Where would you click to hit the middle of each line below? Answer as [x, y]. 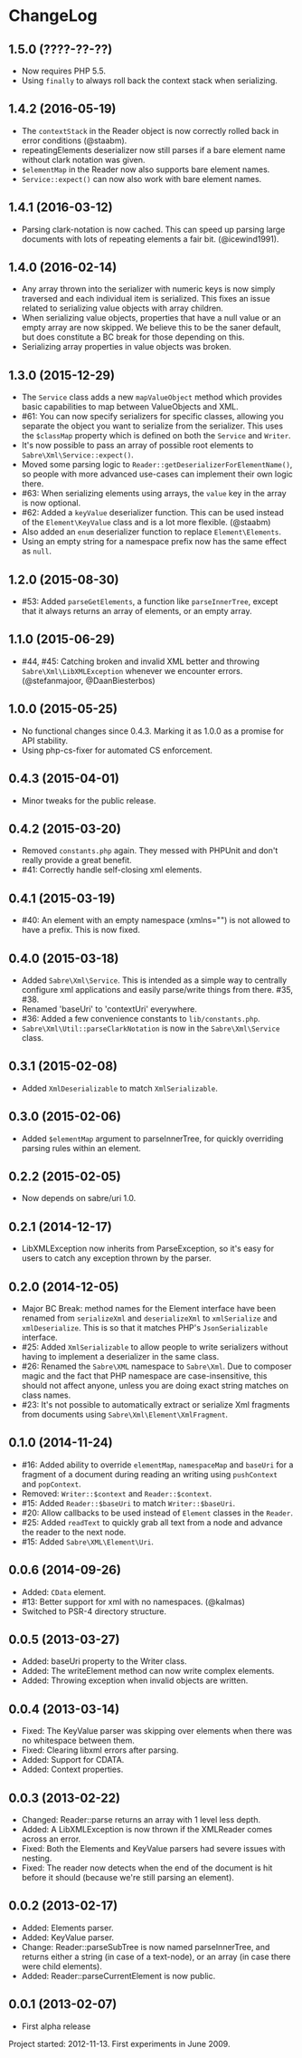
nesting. [37, 1859]
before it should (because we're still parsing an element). [127, 1878]
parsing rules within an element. [81, 1148]
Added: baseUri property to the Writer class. [104, 1661]
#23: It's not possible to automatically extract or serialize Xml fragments [156, 1404]
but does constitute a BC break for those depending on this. [133, 337]
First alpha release [56, 2026]
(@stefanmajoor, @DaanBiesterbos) [88, 680]
